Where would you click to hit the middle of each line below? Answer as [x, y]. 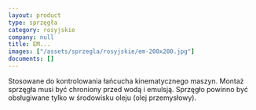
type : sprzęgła [33, 23]
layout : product [35, 15]
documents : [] [31, 59]
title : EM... [29, 44]
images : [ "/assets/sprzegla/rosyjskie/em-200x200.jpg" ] [101, 51]
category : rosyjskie [42, 30]
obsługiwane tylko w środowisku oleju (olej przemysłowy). [102, 98]
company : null [31, 37]
